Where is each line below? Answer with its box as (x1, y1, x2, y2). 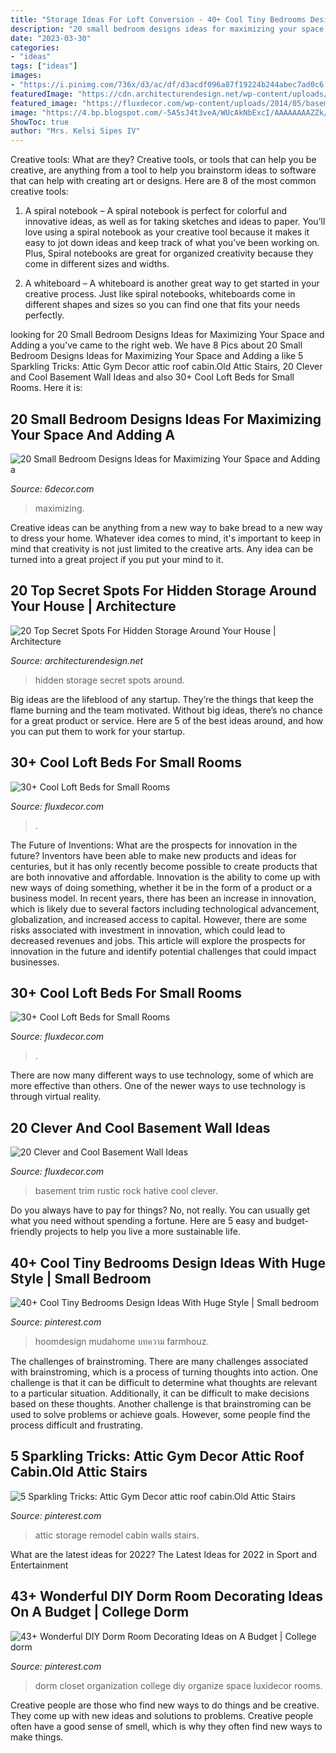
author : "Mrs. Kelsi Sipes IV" (10, 126, 141, 136)
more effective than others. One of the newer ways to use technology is (10, 1080, 306, 1092)
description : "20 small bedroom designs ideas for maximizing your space (10, 24, 325, 34)
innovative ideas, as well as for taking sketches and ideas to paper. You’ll (24, 216, 326, 228)
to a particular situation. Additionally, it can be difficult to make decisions (10, 1387, 310, 1399)
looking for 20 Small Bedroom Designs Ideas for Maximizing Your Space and (10, 329, 325, 341)
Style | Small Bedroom (10, 1270, 152, 1287)
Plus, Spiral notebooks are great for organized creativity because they (24, 247, 314, 260)
